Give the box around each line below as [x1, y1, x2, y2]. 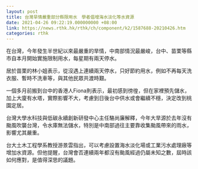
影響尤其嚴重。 [6, 129, 42, 136]
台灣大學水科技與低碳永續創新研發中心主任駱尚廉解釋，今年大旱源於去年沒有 [6, 114, 192, 121]
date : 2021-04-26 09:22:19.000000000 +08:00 [6, 19, 117, 25]
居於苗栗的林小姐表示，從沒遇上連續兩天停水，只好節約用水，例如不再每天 [6, 67, 187, 74]
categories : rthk [6, 31, 49, 37]
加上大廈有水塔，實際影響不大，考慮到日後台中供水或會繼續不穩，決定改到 [6, 95, 187, 102]
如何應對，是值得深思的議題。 [6, 157, 78, 164]
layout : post [6, 8, 38, 15]
